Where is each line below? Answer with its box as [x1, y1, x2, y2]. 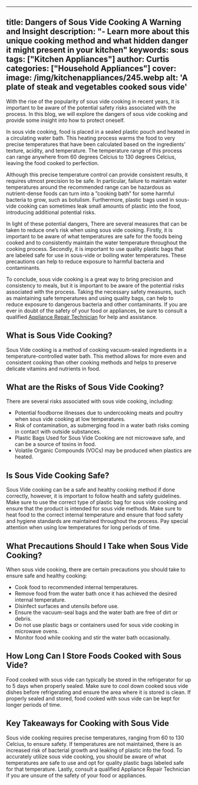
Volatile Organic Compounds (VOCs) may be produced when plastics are [14, 447, 192, 454]
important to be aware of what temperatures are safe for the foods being [6, 232, 183, 240]
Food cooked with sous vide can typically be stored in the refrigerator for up [6, 676, 192, 683]
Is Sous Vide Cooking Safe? [6, 470, 110, 480]
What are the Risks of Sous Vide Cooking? [6, 382, 164, 392]
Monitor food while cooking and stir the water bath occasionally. [14, 634, 171, 641]
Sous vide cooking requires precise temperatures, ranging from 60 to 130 [6, 734, 184, 741]
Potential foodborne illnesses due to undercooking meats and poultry [14, 409, 183, 416]
